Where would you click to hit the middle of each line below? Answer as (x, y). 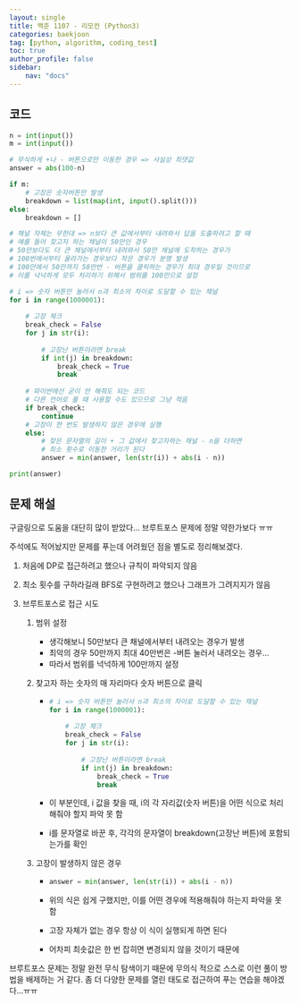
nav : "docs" (47, 76)
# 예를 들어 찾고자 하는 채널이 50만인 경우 (78, 242)
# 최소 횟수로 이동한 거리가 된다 (93, 450)
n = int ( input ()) (42, 135)
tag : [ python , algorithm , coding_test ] (83, 43)
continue (58, 416)
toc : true (28, 51)
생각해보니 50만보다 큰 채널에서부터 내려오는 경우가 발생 (147, 642)
